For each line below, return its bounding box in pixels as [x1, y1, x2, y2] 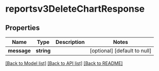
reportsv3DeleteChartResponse [5, 3, 145, 15]
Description [55, 39, 85, 45]
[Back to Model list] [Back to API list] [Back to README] [5, 60, 123, 66]
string [35, 47, 51, 54]
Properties [5, 23, 40, 32]
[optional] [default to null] [89, 47, 152, 54]
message [8, 47, 31, 54]
